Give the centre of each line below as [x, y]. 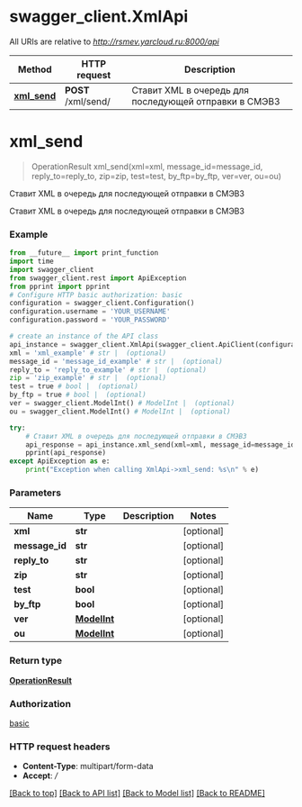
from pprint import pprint [60, 286]
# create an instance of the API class [84, 336]
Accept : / [40, 775]
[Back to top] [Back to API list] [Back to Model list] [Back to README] [137, 793]
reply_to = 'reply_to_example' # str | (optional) [108, 370]
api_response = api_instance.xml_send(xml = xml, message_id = [140, 444]
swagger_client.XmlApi [99, 17]
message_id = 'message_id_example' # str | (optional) [116, 361]
